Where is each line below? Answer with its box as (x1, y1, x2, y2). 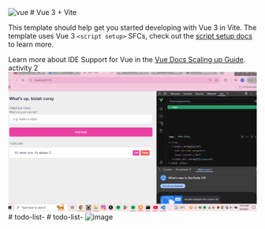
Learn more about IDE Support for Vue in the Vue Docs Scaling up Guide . (8, 55, 246, 64)
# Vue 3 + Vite (30, 8, 77, 17)
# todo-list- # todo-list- (8, 212, 84, 221)
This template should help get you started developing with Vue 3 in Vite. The (8, 23, 257, 32)
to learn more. (8, 39, 54, 49)
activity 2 (8, 63, 39, 72)
